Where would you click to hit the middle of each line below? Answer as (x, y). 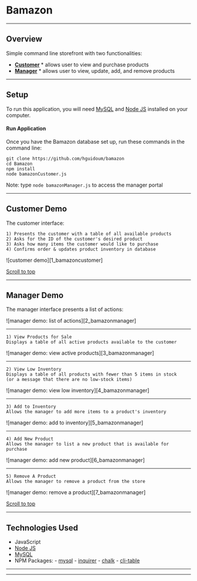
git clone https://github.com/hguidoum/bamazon (65, 158)
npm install (21, 169)
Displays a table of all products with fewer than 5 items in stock (91, 374)
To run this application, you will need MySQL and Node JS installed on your (97, 109)
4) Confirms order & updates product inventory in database (81, 249)
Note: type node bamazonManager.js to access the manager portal (84, 185)
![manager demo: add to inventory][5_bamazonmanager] (75, 423)
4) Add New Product (30, 439)
